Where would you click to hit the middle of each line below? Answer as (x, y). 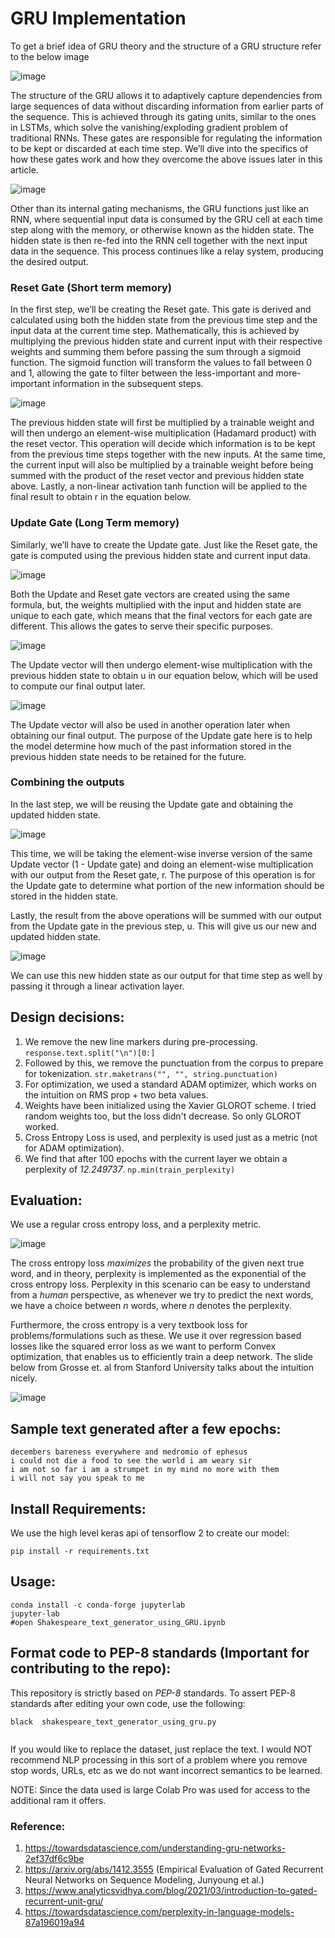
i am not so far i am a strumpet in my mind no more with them (145, 1470)
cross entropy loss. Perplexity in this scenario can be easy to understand (160, 1284)
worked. (42, 1126)
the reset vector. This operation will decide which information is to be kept (163, 444)
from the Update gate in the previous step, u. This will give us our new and (163, 926)
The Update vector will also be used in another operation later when (150, 724)
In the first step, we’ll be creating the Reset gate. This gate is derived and (161, 309)
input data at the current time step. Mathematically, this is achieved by (155, 331)
